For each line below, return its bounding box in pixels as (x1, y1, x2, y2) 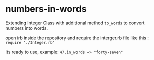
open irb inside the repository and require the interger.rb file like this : (5, 35, 149, 41)
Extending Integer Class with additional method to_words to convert (5, 20, 145, 26)
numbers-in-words (5, 3, 87, 15)
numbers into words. (5, 25, 48, 31)
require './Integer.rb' (5, 40, 55, 45)
